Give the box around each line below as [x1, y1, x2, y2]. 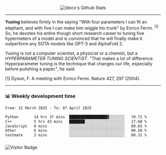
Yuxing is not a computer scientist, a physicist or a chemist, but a [5, 50, 138, 56]
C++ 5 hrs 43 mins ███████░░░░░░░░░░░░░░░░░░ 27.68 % [5, 119, 147, 124]
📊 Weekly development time [5, 93, 76, 99]
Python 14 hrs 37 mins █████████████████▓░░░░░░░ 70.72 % [5, 114, 147, 120]
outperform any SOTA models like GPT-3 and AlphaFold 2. [5, 40, 124, 46]
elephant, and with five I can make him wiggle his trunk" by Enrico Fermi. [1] [5, 24, 159, 31]
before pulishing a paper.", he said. [5, 66, 76, 72]
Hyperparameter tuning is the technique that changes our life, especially [5, 61, 153, 66]
